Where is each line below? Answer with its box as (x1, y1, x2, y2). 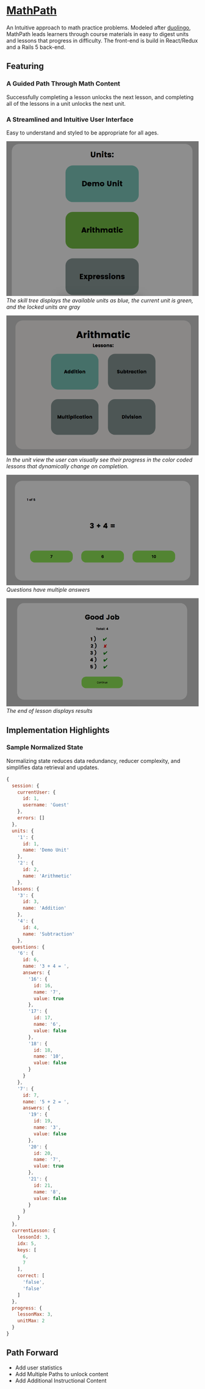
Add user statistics (15, 1364, 63, 1371)
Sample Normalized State (6, 743, 84, 752)
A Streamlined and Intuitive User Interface (6, 115, 134, 123)
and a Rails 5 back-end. (6, 43, 66, 51)
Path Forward (6, 1347, 59, 1358)
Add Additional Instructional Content (15, 1377, 107, 1384)
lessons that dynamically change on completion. (6, 462, 129, 470)
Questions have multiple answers (6, 586, 90, 594)
